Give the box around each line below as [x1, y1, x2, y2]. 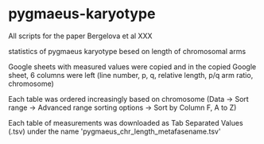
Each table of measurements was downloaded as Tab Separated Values [8, 118, 244, 127]
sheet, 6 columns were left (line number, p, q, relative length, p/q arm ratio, [8, 70, 254, 80]
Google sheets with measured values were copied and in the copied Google [8, 61, 257, 72]
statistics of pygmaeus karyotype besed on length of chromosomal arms [8, 46, 247, 56]
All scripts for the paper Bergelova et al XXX [8, 31, 153, 41]
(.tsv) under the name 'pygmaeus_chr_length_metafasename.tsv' [8, 126, 221, 136]
